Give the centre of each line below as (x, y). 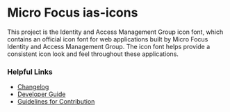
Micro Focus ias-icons (73, 13)
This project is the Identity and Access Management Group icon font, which (115, 32)
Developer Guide (41, 94)
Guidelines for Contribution (56, 102)
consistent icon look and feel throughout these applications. (93, 54)
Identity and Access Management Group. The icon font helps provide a (109, 46)
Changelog (33, 87)
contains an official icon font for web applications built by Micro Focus (108, 39)
